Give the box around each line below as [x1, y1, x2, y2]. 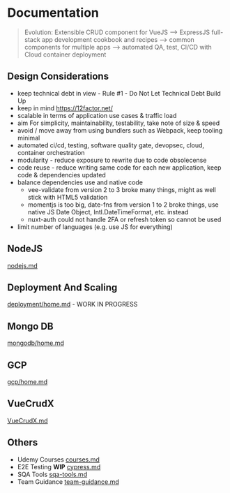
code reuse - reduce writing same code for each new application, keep [17, 163, 222, 172]
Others [7, 436, 38, 448]
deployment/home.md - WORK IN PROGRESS [7, 300, 138, 309]
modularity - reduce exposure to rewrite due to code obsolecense [17, 156, 207, 164]
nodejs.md [7, 261, 38, 270]
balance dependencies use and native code [17, 178, 143, 186]
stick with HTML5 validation [27, 193, 108, 201]
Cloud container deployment [24, 50, 107, 59]
